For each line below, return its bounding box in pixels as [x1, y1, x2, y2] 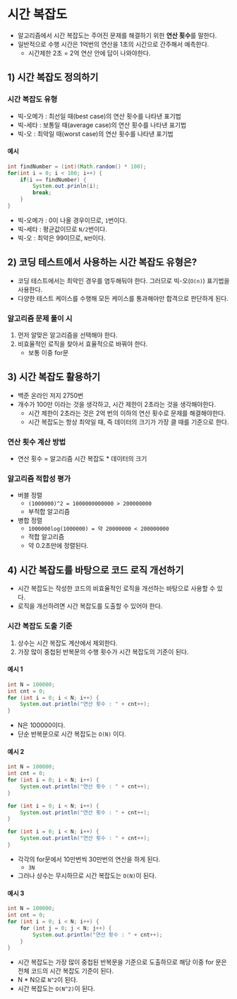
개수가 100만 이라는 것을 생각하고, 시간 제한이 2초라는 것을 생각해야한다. [17, 400, 217, 408]
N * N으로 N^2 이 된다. [17, 976, 78, 984]
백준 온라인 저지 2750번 [17, 391, 84, 400]
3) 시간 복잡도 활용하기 [7, 371, 101, 383]
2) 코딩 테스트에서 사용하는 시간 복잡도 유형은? [7, 256, 197, 268]
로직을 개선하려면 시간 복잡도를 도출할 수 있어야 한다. [17, 602, 163, 611]
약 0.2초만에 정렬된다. [28, 542, 89, 550]
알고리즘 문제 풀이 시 [7, 313, 73, 323]
